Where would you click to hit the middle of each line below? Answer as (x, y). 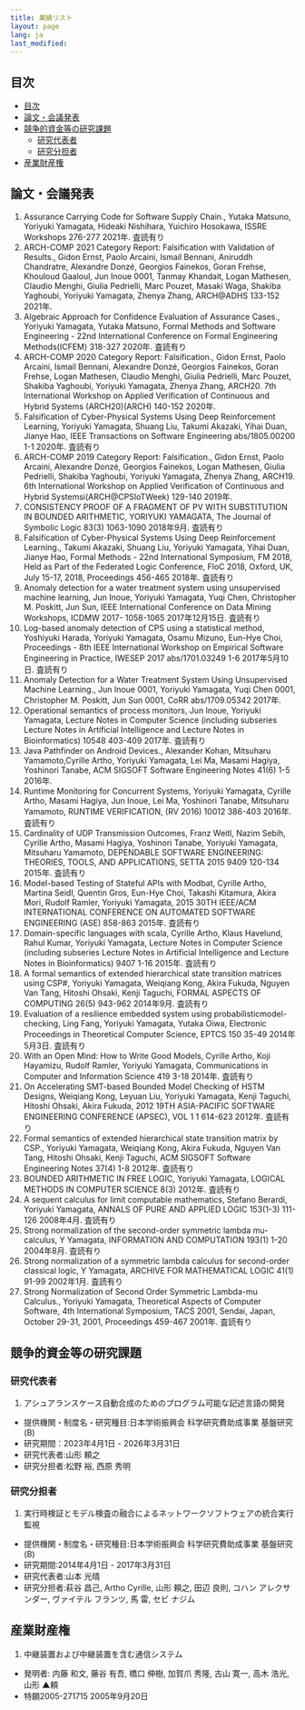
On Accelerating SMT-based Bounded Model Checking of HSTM (144, 1086)
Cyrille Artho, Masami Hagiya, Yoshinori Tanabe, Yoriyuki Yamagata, (151, 843)
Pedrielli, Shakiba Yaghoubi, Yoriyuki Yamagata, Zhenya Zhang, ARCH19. (159, 476)
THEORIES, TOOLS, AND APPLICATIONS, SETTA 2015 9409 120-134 (151, 862)
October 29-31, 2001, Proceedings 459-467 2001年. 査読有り (138, 1321)
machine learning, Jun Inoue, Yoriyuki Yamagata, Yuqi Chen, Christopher (159, 597)
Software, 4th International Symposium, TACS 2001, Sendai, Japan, (149, 1311)
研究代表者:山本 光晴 (62, 1576)
